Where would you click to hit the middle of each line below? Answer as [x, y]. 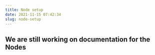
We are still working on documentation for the [78, 39]
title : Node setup [24, 10]
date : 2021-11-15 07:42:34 [33, 14]
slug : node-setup [23, 19]
